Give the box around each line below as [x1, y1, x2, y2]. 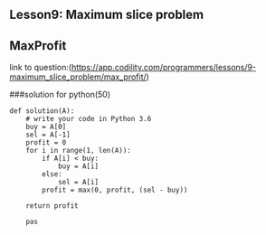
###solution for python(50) [9, 89, 111, 100]
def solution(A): [9, 107, 75, 116]
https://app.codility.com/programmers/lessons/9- [71, 62, 256, 73]
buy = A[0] [25, 122, 67, 132]
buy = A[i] [57, 162, 100, 171]
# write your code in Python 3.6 [25, 115, 152, 124]
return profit [25, 202, 79, 211]
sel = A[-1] [25, 130, 71, 139]
